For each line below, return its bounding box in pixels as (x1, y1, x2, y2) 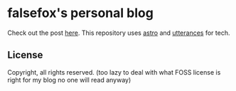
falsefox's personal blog (7, 5, 154, 21)
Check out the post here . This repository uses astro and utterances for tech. (7, 28, 230, 37)
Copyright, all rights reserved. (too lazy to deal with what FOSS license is (7, 68, 221, 76)
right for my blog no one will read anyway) (7, 75, 132, 84)
